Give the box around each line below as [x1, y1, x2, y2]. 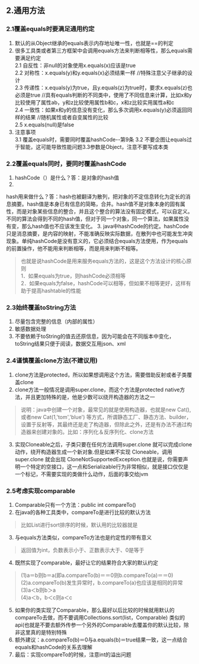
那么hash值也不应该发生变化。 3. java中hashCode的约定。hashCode [21, 222, 190, 229]
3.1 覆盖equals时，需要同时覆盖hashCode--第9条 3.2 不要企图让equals [14, 136, 187, 143]
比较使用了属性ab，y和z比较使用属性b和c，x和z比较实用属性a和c [14, 98, 175, 106]
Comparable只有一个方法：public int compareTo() [14, 501, 136, 508]
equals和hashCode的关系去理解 [14, 643, 93, 650]
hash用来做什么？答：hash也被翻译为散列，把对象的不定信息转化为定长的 [6, 193, 185, 200]
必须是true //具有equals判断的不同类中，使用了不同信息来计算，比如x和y [14, 91, 192, 98]
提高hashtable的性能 [31, 287, 82, 294]
